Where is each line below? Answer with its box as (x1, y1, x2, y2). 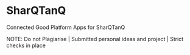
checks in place (6, 42, 46, 49)
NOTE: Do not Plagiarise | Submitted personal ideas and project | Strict (6, 35, 184, 42)
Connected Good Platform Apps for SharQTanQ (6, 24, 125, 31)
